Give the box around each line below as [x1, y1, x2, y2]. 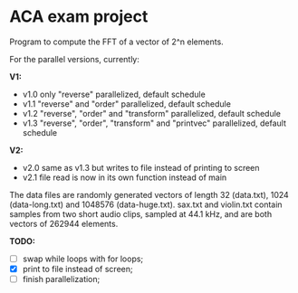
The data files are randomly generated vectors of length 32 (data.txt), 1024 [9, 189, 290, 200]
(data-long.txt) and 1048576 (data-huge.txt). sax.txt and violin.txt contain [9, 199, 283, 210]
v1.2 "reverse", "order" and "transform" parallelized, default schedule [22, 108, 282, 118]
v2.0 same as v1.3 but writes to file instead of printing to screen [22, 162, 260, 173]
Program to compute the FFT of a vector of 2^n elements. [9, 36, 224, 47]
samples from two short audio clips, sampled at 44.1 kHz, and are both [9, 208, 273, 219]
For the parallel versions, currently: [9, 53, 140, 64]
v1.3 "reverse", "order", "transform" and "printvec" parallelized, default [22, 118, 287, 128]
